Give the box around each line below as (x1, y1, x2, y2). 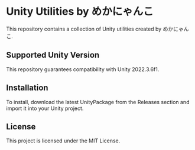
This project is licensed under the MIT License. (6, 137, 121, 144)
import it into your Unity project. (6, 105, 84, 112)
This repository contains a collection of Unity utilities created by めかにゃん (6, 25, 189, 32)
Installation (6, 83, 48, 93)
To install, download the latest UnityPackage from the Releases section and (6, 98, 190, 105)
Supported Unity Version (6, 50, 100, 60)
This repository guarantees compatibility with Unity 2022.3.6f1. (6, 65, 160, 73)
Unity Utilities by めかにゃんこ (6, 5, 154, 18)
